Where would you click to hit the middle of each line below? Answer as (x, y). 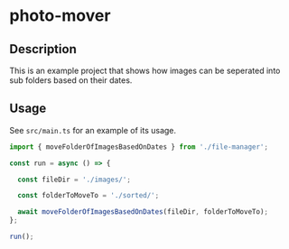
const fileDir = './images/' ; (74, 180)
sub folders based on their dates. (71, 80)
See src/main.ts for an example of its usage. (93, 130)
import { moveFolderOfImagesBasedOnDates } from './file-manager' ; (139, 147)
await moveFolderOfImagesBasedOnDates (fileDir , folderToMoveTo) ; (143, 212)
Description (43, 49)
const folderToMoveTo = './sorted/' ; (89, 196)
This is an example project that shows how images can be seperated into (145, 70)
